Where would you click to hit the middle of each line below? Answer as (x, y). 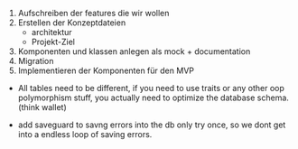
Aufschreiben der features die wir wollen (93, 13)
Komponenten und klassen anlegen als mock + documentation (134, 51)
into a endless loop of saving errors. (85, 134)
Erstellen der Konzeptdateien (72, 23)
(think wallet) (42, 107)
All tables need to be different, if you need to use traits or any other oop (151, 88)
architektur (51, 32)
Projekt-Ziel (53, 42)
